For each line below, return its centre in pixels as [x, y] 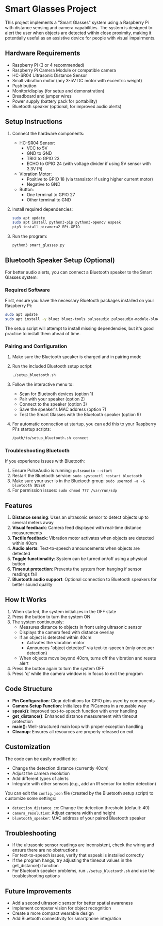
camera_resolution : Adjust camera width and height [64, 813]
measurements [27, 533]
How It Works [26, 600]
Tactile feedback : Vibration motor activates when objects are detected [83, 538]
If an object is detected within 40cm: [56, 637]
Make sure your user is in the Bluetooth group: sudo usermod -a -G [79, 481]
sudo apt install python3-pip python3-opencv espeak [66, 222]
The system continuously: [38, 622]
